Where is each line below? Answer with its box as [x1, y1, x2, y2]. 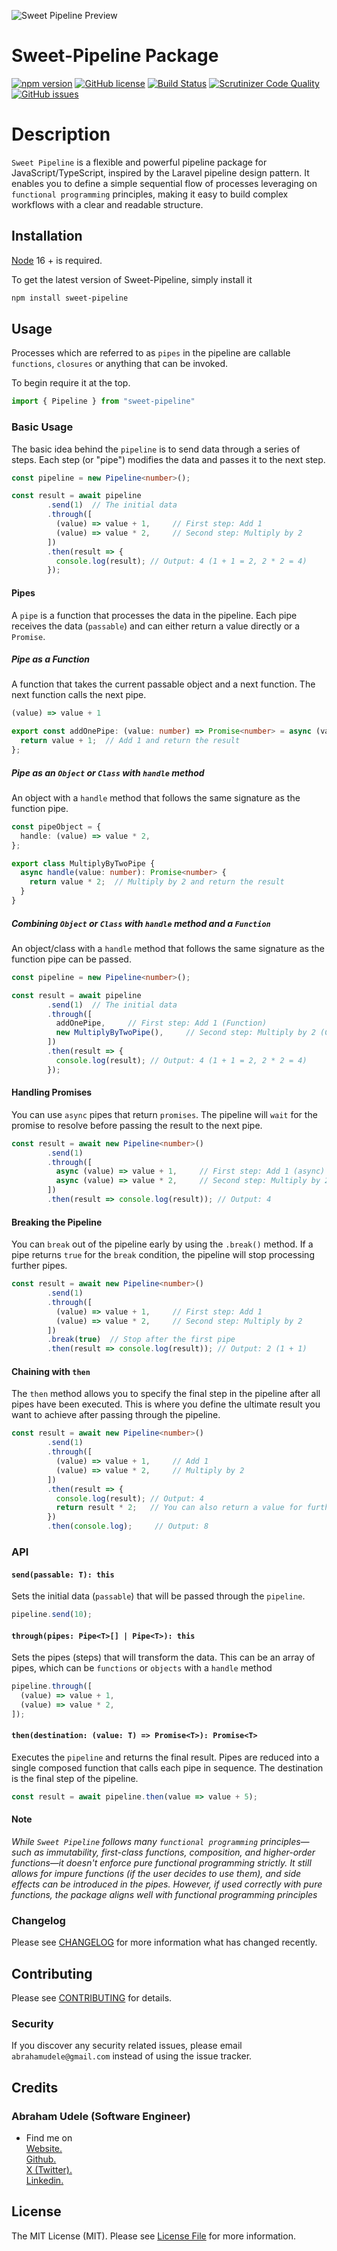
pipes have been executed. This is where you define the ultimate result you [11, 1398, 321, 1410]
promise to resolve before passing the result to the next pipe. [11, 1119, 263, 1131]
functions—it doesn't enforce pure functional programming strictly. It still [11, 1857, 312, 1869]
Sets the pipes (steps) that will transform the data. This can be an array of [11, 1651, 316, 1664]
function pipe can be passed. [11, 953, 132, 965]
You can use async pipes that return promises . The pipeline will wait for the [11, 1108, 318, 1120]
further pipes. [11, 1260, 68, 1272]
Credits [11, 2079, 59, 2096]
